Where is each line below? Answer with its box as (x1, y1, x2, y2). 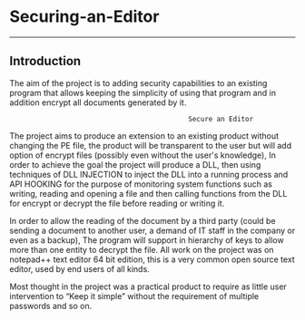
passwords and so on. (9, 300, 93, 311)
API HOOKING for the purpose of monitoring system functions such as (9, 179, 272, 189)
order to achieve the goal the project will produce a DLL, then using (9, 159, 261, 170)
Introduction (9, 53, 82, 69)
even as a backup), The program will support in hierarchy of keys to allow (9, 234, 284, 246)
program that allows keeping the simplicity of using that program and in (9, 87, 277, 98)
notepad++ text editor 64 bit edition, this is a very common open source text (9, 254, 295, 265)
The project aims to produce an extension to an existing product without (9, 130, 280, 141)
